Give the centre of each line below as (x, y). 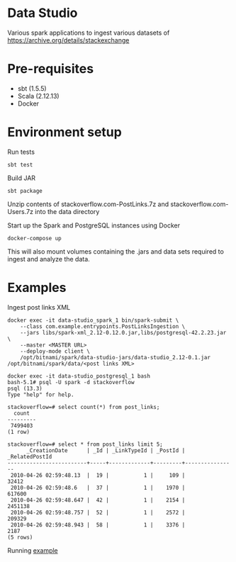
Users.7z (21, 211)
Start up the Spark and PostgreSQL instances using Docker (94, 225)
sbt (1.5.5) (32, 88)
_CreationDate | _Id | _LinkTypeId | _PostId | (106, 450)
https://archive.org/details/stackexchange (68, 40)
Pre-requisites (51, 69)
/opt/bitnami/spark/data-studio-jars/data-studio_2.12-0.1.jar (116, 357)
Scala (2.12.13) (38, 96)
